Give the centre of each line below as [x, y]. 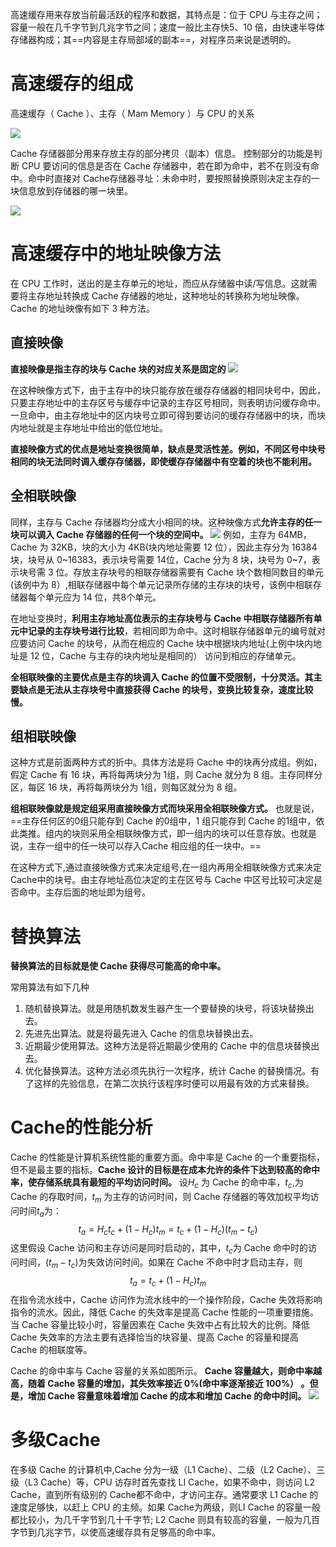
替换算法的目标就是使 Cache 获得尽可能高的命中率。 [118, 966]
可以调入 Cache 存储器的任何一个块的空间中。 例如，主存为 [147, 534]
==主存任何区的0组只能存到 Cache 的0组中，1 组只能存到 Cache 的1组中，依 [167, 821]
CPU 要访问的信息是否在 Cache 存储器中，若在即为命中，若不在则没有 [166, 165]
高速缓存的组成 [72, 84]
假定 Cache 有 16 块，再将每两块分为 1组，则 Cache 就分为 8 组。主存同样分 [166, 775]
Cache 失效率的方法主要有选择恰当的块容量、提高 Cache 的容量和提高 [154, 1337]
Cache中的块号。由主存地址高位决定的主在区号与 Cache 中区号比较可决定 [162, 880]
